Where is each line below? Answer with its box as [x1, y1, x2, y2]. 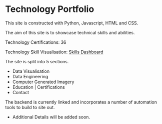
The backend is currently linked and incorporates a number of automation [5, 99, 157, 105]
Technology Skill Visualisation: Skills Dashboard [5, 49, 103, 55]
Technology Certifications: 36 [5, 39, 66, 45]
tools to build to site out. [5, 104, 55, 110]
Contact [12, 89, 29, 95]
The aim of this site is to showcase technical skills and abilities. [5, 29, 135, 35]
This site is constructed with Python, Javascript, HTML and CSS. [5, 20, 138, 26]
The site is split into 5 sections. [5, 58, 69, 64]
